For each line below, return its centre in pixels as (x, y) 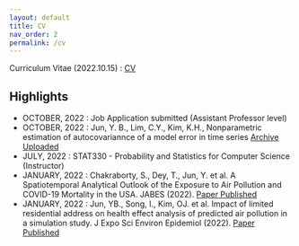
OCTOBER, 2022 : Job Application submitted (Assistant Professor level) (154, 119)
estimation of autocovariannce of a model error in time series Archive (150, 137)
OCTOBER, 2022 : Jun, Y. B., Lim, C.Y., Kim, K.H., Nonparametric (142, 127)
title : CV (28, 26)
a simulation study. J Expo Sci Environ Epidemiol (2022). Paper (139, 223)
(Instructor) (43, 166)
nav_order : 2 (34, 34)
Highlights (39, 97)
